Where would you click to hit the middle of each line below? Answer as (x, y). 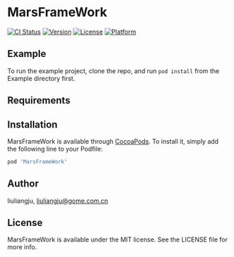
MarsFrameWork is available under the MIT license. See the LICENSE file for (117, 239)
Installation (32, 124)
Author (23, 184)
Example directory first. (41, 78)
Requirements (39, 100)
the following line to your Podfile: (55, 149)
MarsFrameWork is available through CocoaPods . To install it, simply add (113, 141)
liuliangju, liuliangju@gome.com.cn (58, 201)
